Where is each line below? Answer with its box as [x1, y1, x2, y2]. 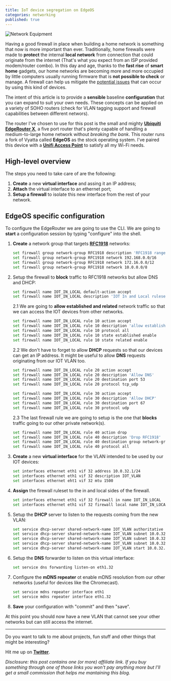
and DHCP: [12, 279, 37, 285]
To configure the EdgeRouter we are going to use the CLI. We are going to [5, 225, 160, 231]
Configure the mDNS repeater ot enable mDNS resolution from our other [12, 574, 165, 580]
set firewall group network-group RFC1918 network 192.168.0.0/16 [12, 255, 157, 260]
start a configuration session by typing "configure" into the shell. [5, 231, 141, 237]
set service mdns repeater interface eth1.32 [12, 594, 111, 599]
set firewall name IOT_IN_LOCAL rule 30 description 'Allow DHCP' [12, 396, 157, 401]
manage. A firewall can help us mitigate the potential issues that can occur [5, 79, 162, 85]
